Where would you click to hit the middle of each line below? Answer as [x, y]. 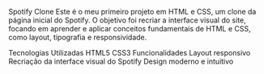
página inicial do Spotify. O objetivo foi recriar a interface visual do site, [128, 20]
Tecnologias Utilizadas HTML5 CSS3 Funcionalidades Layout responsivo [130, 53]
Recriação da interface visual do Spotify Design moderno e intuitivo [121, 61]
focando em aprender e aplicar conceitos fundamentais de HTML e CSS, [130, 29]
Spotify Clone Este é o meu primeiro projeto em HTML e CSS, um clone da [132, 12]
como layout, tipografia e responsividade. [78, 37]
